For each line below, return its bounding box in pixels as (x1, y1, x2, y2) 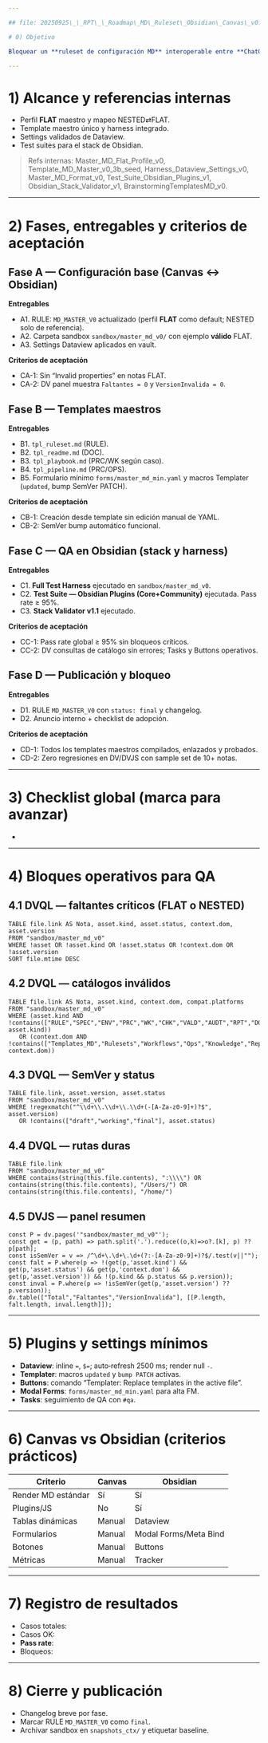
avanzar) (8, 805, 69, 823)
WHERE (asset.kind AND (8, 1011, 84, 1019)
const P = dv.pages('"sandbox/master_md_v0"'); (8, 1230, 170, 1239)
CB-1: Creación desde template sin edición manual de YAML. (19, 512, 220, 523)
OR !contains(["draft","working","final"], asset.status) (18, 1118, 216, 1126)
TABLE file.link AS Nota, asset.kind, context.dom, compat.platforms (8, 998, 245, 1006)
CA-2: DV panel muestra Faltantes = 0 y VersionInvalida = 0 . (19, 380, 226, 389)
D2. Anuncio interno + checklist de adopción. (19, 713, 169, 723)
